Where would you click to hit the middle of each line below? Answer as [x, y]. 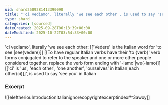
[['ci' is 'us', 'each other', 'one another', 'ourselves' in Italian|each [72, 68]
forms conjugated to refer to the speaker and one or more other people [78, 57]
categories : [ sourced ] [29, 24]
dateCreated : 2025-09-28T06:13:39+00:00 [48, 28]
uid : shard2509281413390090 [34, 10]
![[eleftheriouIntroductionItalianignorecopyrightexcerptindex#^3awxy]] [78, 97]
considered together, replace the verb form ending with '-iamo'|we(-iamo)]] [83, 63]
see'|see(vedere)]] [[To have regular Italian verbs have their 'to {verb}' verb [83, 52]
